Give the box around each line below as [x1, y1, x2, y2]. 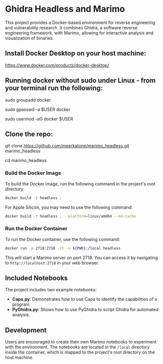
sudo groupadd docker [5, 97, 51, 103]
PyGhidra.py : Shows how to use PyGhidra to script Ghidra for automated [12, 306, 159, 313]
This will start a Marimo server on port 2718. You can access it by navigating [5, 255, 158, 261]
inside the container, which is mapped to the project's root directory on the [5, 349, 155, 355]
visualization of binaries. [5, 35, 54, 41]
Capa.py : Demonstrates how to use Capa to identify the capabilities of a [12, 296, 157, 302]
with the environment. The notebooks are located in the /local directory [5, 344, 150, 350]
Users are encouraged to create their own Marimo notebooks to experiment [5, 339, 157, 345]
